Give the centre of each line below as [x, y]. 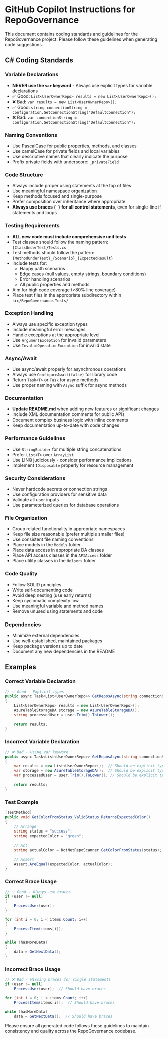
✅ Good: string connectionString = [50, 107]
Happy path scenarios [43, 268]
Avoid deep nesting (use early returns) [52, 595]
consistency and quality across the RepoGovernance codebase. [71, 1031]
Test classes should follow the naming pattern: [60, 242]
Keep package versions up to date [48, 646]
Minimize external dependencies [46, 635]
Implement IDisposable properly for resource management [73, 465]
